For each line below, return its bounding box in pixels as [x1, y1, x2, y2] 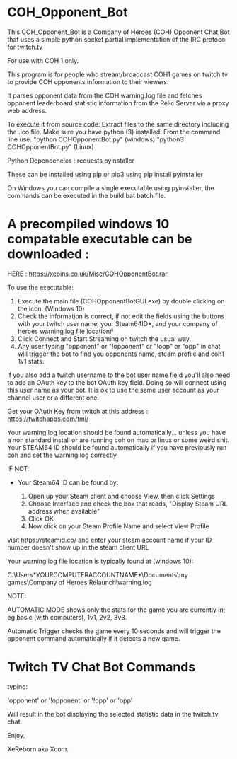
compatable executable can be [7, 231, 192, 248]
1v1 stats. [17, 357, 45, 365]
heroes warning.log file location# [17, 327, 115, 335]
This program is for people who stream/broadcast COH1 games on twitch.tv [7, 70, 229, 79]
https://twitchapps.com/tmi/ [7, 415, 89, 423]
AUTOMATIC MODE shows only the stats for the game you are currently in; [7, 606, 226, 614]
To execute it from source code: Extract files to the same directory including [7, 120, 229, 128]
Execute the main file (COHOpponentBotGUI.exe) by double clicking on [17, 296, 225, 305]
